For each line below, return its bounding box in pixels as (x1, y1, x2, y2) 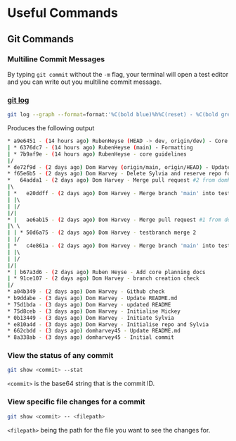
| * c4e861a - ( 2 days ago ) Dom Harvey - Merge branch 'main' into (7, 242, 216, 249)
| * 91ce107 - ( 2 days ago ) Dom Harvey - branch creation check (7, 275, 199, 282)
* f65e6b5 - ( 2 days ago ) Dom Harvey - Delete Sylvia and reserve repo (7, 170, 221, 178)
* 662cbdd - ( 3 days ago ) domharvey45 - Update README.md (7, 328, 181, 335)
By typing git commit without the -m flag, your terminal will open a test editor (7, 70, 229, 78)
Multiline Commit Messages (7, 54, 105, 64)
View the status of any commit (7, 351, 114, 361)
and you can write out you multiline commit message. (7, 77, 162, 86)
